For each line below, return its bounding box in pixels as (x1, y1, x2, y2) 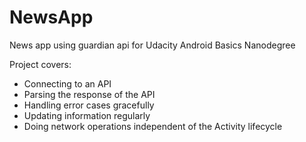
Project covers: (9, 58, 72, 70)
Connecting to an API (23, 77, 112, 90)
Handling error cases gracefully (23, 99, 155, 111)
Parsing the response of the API (23, 88, 156, 100)
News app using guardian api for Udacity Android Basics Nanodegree (9, 39, 296, 51)
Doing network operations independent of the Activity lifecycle (23, 120, 283, 132)
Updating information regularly (23, 109, 151, 121)
